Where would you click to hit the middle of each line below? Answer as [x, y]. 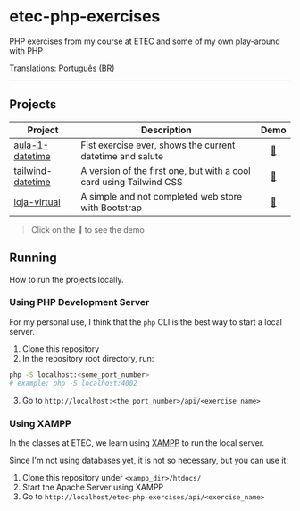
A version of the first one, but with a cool [166, 170]
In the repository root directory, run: [88, 358]
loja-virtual [37, 201]
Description [167, 130]
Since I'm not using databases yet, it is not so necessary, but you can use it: [149, 460]
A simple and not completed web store [162, 196]
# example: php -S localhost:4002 [74, 383]
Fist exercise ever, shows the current [158, 145]
